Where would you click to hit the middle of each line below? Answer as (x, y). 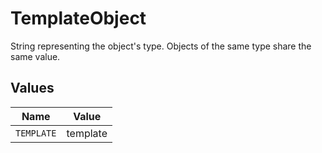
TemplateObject (78, 18)
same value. (35, 56)
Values (32, 88)
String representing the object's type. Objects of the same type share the (161, 46)
